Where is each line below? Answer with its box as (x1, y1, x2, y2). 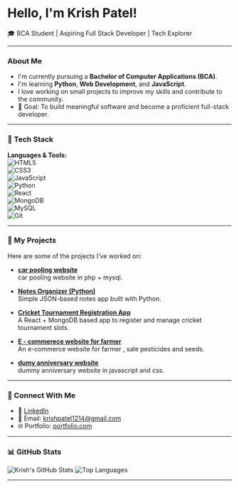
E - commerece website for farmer (17, 336, 122, 346)
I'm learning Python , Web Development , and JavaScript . (17, 80, 186, 88)
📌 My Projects (7, 235, 57, 245)
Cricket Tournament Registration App (17, 308, 132, 317)
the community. (17, 95, 64, 104)
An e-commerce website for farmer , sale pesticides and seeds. (17, 344, 205, 353)
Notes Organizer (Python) (17, 287, 96, 295)
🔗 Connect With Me (7, 390, 76, 400)
